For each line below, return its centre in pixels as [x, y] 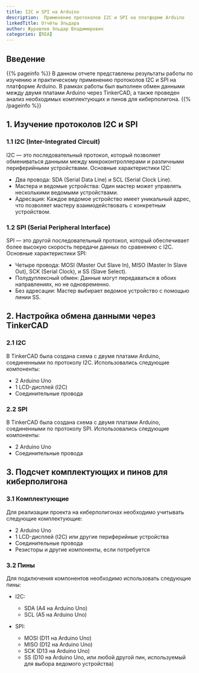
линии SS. [28, 297]
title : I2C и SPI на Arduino [43, 12]
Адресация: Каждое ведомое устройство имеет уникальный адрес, [103, 199]
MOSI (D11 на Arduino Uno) [58, 638]
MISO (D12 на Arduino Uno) [58, 644]
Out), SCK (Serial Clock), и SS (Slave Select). [71, 271]
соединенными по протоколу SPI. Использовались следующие [88, 428]
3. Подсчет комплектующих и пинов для [87, 472]
